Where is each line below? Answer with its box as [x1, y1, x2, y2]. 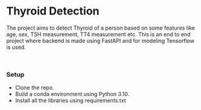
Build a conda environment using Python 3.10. [15, 91, 129, 98]
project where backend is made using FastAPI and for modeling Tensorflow [6, 37, 195, 44]
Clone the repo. [15, 84, 55, 91]
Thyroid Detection [6, 4, 100, 18]
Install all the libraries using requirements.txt [15, 97, 126, 104]
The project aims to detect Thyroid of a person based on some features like [6, 24, 196, 31]
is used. [6, 44, 26, 51]
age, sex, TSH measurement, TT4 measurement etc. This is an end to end [6, 30, 191, 37]
